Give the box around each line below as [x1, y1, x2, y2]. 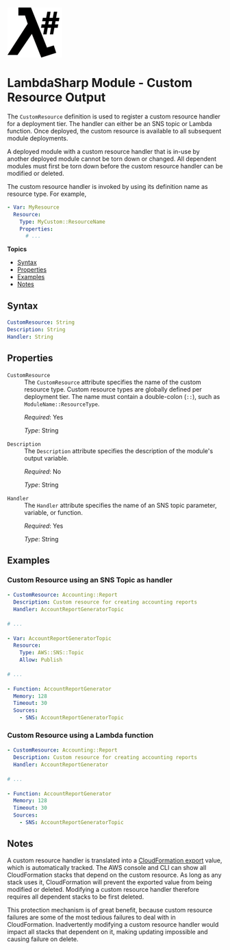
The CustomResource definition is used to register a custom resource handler [7, 112, 221, 120]
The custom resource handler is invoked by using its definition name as [7, 182, 208, 190]
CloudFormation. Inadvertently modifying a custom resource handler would [7, 920, 219, 928]
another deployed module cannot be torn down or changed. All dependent [7, 155, 217, 163]
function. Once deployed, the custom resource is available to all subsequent [7, 127, 222, 135]
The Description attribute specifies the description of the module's [24, 446, 214, 455]
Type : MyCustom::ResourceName [19, 218, 106, 225]
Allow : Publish [19, 656, 63, 664]
